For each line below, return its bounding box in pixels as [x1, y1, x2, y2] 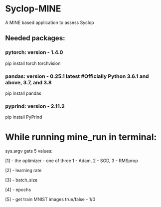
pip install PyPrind [5, 114, 42, 120]
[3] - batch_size [5, 177, 38, 183]
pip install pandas [5, 90, 41, 96]
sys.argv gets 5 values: [5, 148, 53, 154]
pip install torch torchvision [5, 60, 61, 66]
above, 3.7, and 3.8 [5, 79, 52, 86]
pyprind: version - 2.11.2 [5, 103, 65, 110]
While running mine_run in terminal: [5, 132, 157, 143]
